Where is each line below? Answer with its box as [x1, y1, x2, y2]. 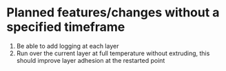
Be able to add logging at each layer [16, 42, 119, 50]
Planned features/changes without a [6, 5, 220, 20]
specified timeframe [6, 19, 125, 35]
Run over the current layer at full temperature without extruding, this [16, 49, 210, 57]
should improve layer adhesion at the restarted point [16, 56, 165, 64]
